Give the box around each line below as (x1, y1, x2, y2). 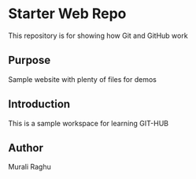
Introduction (8, 98, 71, 111)
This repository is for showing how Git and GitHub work (8, 31, 188, 40)
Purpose (8, 54, 51, 67)
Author (8, 141, 43, 155)
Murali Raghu (8, 162, 51, 172)
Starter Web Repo (8, 5, 127, 23)
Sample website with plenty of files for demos (8, 74, 157, 84)
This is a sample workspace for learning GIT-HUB (8, 118, 169, 128)
